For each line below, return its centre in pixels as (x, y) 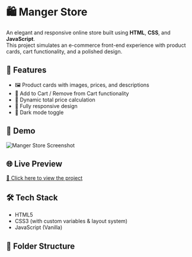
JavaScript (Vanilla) (39, 227)
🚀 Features (26, 70)
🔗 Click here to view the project (44, 178)
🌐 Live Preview (34, 164)
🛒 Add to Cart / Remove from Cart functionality (72, 93)
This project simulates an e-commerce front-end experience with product (96, 45)
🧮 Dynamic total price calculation (55, 100)
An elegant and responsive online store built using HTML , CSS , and (88, 32)
